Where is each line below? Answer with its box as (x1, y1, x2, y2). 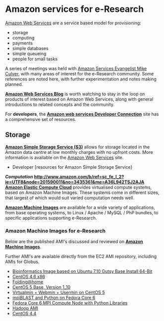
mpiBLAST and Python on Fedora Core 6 (12, 295, 96, 301)
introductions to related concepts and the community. (5, 101, 115, 107)
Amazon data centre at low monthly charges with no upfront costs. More (5, 149, 153, 155)
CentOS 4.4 (12, 311, 37, 317)
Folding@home (12, 279, 44, 285)
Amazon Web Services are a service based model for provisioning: (5, 20, 141, 26)
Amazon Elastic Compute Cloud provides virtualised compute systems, (5, 184, 152, 190)
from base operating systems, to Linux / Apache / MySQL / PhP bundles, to (5, 209, 159, 215)
